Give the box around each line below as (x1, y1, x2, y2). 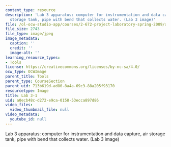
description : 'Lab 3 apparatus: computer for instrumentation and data (5, 12, 160, 17)
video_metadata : (5, 112, 40, 117)
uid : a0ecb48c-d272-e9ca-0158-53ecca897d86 (5, 97, 99, 103)
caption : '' (10, 41, 36, 46)
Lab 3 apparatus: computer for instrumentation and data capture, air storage (5, 131, 165, 137)
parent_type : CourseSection (5, 79, 65, 84)
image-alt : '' (10, 50, 40, 55)
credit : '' (10, 45, 33, 51)
